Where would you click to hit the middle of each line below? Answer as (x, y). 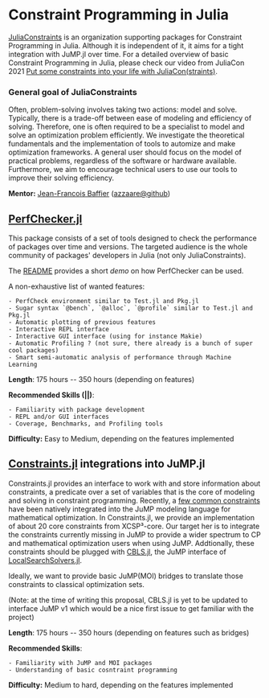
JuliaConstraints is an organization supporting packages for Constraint (125, 37)
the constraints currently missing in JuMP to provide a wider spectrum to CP (134, 534)
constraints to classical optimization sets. (76, 584)
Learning (23, 365)
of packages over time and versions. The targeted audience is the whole (128, 247)
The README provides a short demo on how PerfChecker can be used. (126, 271)
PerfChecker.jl (45, 219)
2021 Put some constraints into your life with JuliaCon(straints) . (113, 71)
